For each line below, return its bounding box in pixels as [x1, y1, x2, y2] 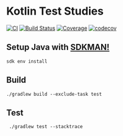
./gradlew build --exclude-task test [6, 91, 102, 97]
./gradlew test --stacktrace [9, 124, 83, 130]
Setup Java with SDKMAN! [6, 42, 110, 52]
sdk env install [6, 58, 47, 65]
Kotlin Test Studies [6, 4, 104, 18]
